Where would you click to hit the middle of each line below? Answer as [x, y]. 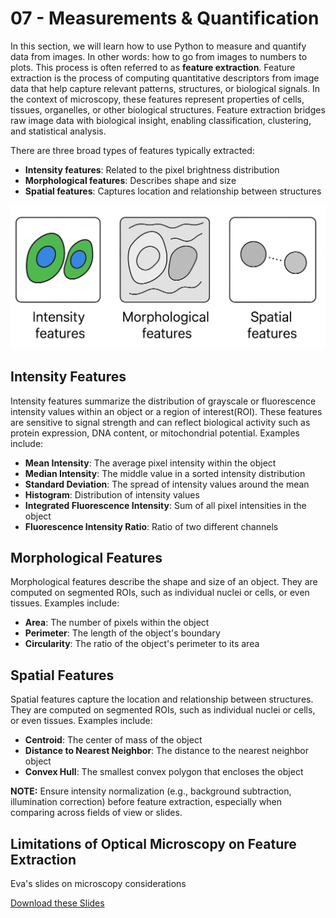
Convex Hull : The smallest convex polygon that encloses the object [164, 772]
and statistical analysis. [58, 131]
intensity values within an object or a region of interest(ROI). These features [166, 411]
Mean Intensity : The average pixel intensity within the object [150, 463]
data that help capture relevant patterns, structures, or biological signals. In [165, 88]
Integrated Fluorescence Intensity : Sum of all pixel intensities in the [165, 505]
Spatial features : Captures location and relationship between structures [173, 191]
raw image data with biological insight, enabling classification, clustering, [161, 120]
